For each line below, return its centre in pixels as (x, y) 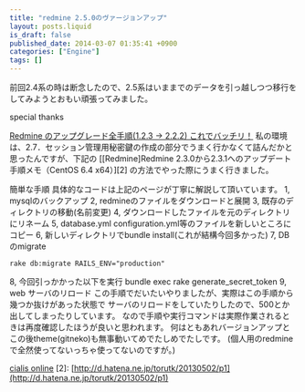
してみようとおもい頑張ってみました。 (81, 98)
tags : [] (26, 60)
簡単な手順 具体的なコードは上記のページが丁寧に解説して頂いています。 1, (150, 189)
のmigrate (28, 246)
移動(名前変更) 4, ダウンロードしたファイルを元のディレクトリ (174, 212)
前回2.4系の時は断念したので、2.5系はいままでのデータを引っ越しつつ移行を (153, 87)
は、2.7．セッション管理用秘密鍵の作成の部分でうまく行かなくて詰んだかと (151, 147)
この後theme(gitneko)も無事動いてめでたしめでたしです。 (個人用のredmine (152, 339)
